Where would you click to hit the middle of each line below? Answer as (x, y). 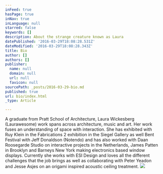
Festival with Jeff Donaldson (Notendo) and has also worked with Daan (77, 140)
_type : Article (21, 101)
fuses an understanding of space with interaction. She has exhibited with (79, 129)
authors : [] (17, 60)
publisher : (16, 64)
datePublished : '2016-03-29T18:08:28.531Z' (50, 42)
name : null (21, 69)
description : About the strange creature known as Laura (64, 37)
